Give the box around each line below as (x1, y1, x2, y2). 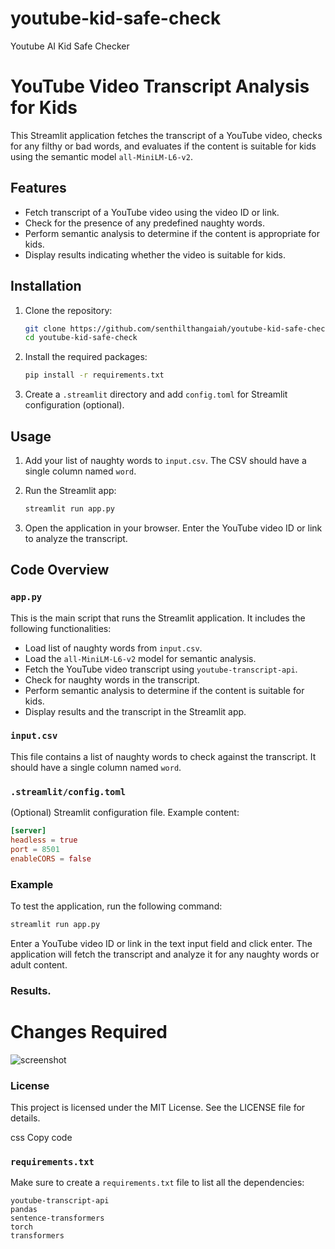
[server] (10, 826, 47, 836)
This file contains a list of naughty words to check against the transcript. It (10, 750, 317, 762)
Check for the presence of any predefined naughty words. (24, 217, 265, 229)
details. (10, 1112, 41, 1124)
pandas (10, 1205, 38, 1215)
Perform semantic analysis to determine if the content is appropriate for (24, 227, 320, 239)
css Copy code (10, 1131, 73, 1143)
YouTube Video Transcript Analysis (10, 75, 310, 98)
